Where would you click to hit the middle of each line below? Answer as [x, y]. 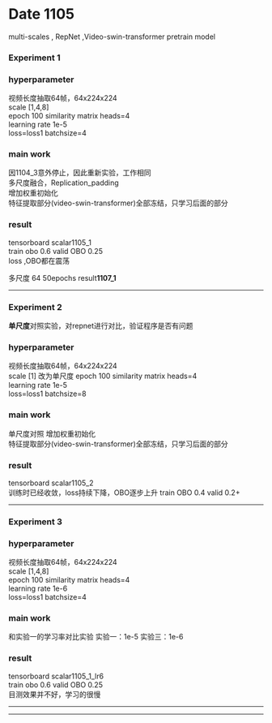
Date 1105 [42, 14]
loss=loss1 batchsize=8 [47, 394]
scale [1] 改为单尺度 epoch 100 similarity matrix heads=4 [103, 376]
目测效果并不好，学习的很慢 [55, 694]
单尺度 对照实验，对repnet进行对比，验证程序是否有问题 [101, 326]
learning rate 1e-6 [38, 588]
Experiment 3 [35, 522]
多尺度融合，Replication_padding [64, 183]
